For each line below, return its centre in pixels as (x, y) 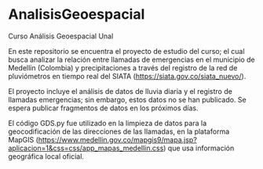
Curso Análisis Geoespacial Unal (61, 36)
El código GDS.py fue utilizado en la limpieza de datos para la (107, 123)
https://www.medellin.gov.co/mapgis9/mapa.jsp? (118, 139)
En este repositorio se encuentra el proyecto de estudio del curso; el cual (126, 51)
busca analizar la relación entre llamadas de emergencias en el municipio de (131, 59)
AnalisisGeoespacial (77, 14)
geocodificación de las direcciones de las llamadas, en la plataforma (119, 131)
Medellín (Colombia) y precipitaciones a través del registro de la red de (123, 67)
